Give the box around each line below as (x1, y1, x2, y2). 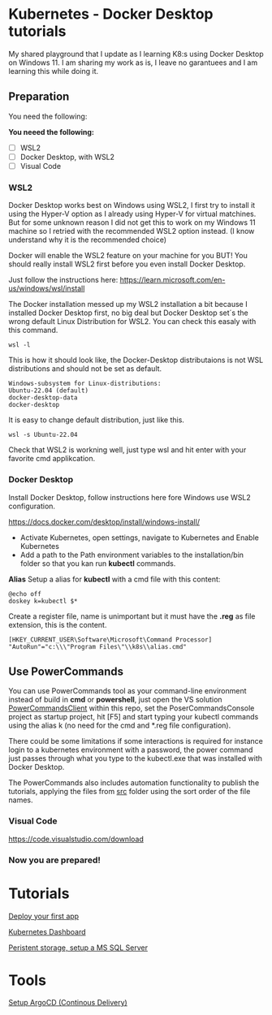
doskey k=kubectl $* (8, 597, 79, 605)
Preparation (8, 90, 70, 104)
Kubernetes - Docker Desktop (8, 5, 214, 24)
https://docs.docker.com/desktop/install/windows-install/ (8, 516, 201, 526)
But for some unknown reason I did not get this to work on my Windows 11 (8, 218, 256, 227)
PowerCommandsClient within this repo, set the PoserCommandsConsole (8, 703, 255, 713)
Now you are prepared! (8, 854, 101, 866)
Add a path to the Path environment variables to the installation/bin (19, 550, 244, 559)
